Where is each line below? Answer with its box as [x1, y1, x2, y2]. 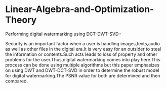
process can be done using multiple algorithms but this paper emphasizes [5, 62, 160, 68]
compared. [5, 78, 28, 84]
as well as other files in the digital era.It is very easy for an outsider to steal [5, 46, 161, 52]
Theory [5, 14, 37, 26]
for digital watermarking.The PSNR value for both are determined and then [5, 72, 160, 78]
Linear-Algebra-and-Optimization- [5, 4, 154, 15]
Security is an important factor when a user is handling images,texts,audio [5, 40, 160, 46]
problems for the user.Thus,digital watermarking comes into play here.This [5, 56, 160, 62]
